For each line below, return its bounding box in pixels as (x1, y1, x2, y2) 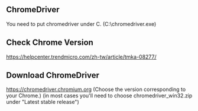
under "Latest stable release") (6, 99, 79, 106)
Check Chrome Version (6, 38, 93, 48)
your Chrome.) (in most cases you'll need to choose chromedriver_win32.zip (6, 92, 193, 99)
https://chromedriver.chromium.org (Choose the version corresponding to (6, 86, 186, 93)
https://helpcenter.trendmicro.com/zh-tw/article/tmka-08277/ (6, 53, 157, 60)
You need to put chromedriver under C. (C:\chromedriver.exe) (6, 20, 157, 27)
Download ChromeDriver (6, 70, 99, 80)
